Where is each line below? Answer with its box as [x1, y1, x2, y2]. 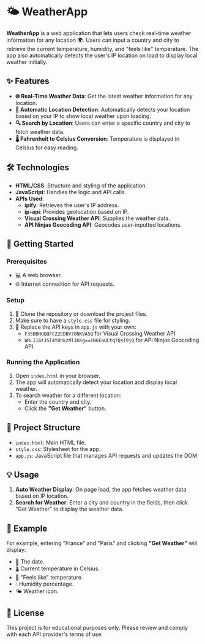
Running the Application [6, 358, 80, 366]
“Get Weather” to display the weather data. [15, 505, 124, 513]
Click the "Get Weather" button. [24, 404, 106, 412]
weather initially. [6, 58, 48, 65]
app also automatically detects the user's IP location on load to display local [6, 52, 198, 59]
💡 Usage [6, 469, 39, 480]
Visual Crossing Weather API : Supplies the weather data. [24, 214, 170, 222]
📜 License [6, 608, 45, 618]
